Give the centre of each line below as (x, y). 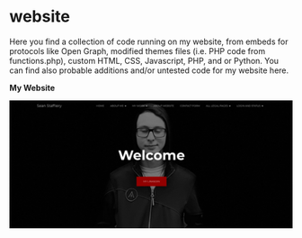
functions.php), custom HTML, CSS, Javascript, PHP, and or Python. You (144, 60)
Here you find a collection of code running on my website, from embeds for (149, 41)
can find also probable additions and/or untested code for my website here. (149, 70)
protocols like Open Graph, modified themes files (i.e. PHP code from (138, 50)
